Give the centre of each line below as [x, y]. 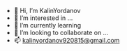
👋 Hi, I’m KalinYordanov [47, 11]
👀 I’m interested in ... [43, 18]
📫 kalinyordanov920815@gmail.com [67, 40]
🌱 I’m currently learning [47, 25]
